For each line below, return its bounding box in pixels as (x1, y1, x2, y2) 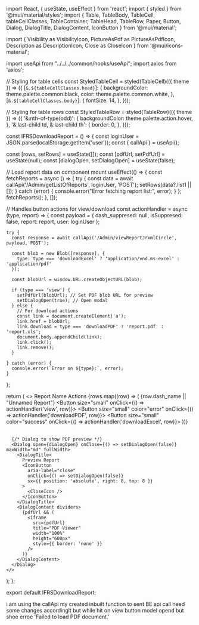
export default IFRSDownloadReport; (6, 589, 97, 596)
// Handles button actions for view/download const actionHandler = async (6, 205, 188, 213)
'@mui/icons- (150, 42, 184, 49)
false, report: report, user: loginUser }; (6, 218, 100, 225)
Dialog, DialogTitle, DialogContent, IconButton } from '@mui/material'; (6, 24, 177, 31)
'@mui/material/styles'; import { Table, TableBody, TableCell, (6, 11, 156, 19)
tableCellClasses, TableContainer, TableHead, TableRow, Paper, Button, (6, 18, 181, 24)
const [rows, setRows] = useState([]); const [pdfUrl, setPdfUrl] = (6, 150, 165, 158)
